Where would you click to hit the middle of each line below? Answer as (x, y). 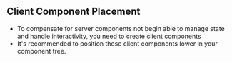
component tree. (41, 51)
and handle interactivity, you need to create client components (109, 36)
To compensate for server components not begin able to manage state (121, 28)
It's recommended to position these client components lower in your (117, 43)
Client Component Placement (74, 12)
